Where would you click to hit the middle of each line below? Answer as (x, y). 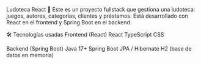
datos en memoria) (30, 55)
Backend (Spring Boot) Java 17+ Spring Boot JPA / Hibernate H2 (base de (99, 48)
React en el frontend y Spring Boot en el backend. (69, 22)
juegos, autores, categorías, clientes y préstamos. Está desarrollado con (97, 16)
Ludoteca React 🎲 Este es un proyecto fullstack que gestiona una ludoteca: (101, 9)
